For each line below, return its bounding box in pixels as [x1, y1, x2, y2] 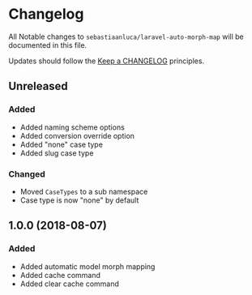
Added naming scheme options [19, 122, 126, 132]
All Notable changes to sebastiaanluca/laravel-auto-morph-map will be [8, 32, 245, 41]
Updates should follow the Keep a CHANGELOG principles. [8, 56, 205, 66]
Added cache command [19, 270, 101, 280]
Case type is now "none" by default [19, 195, 139, 205]
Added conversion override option [19, 130, 135, 140]
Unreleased [8, 79, 69, 93]
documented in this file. [8, 40, 88, 49]
